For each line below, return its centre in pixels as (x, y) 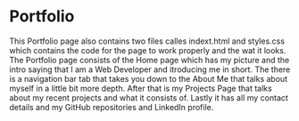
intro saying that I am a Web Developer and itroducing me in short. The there (150, 69)
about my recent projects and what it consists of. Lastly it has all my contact (149, 97)
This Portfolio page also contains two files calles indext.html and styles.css (147, 41)
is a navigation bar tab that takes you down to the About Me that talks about (149, 78)
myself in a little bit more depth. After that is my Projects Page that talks (141, 88)
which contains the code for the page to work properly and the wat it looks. (148, 50)
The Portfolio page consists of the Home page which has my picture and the (149, 60)
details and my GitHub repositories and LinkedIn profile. (112, 107)
